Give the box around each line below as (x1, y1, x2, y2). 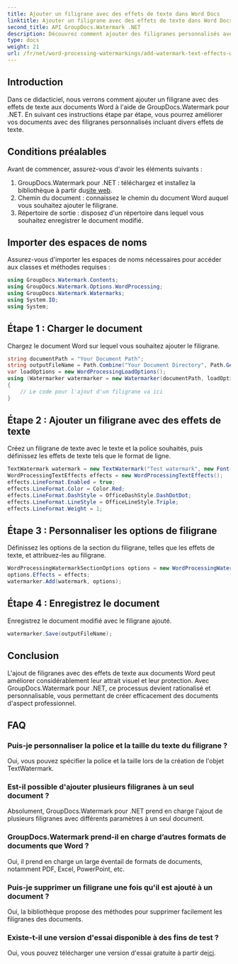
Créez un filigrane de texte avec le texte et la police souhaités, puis (7, 444, 203, 453)
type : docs (7, 37, 40, 44)
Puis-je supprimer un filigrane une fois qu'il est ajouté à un (7, 882, 213, 892)
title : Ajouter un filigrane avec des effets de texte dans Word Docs (7, 10, 220, 18)
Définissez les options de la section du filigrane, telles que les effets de (7, 543, 215, 552)
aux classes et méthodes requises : (7, 263, 111, 272)
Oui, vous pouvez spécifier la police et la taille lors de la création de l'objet (7, 757, 225, 765)
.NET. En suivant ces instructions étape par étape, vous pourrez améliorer (7, 110, 223, 118)
